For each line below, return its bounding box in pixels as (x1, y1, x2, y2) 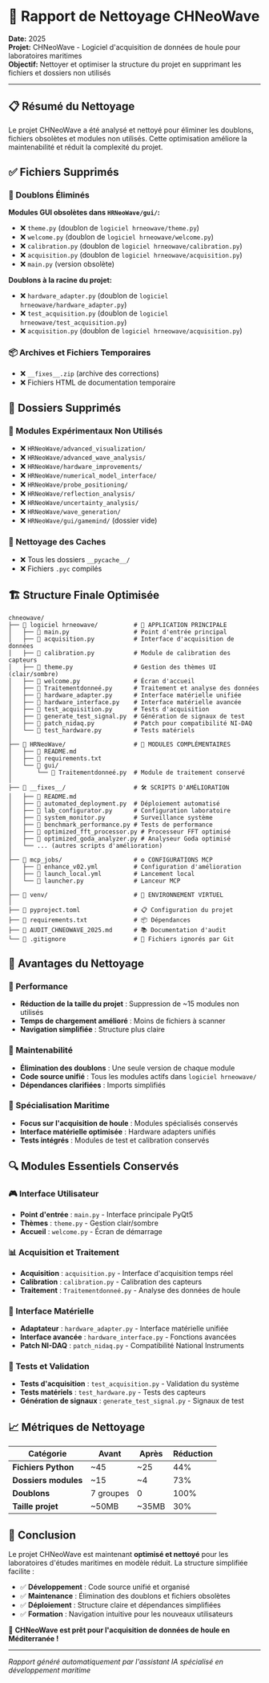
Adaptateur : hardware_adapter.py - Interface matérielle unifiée (19, 1324, 229, 1334)
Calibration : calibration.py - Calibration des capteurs (19, 1277, 203, 1286)
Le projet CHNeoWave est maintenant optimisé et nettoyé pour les (8, 1550, 229, 1559)
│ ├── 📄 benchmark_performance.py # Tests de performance (8, 821, 214, 829)
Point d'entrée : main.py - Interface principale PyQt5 (19, 1209, 194, 1219)
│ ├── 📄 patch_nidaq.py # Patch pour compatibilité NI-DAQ (8, 719, 252, 727)
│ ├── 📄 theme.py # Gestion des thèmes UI (8, 662, 217, 671)
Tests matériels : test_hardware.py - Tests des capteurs (19, 1388, 207, 1397)
